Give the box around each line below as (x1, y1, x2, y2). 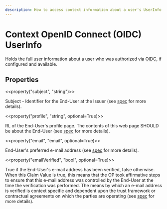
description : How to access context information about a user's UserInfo (5, 7, 162, 12)
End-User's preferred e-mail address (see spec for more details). (5, 147, 139, 153)
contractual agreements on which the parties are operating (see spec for (5, 193, 155, 199)
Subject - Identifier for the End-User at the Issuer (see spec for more (5, 98, 146, 104)
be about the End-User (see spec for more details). (5, 128, 110, 134)
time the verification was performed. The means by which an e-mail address (5, 183, 162, 189)
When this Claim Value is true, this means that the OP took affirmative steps (5, 172, 161, 178)
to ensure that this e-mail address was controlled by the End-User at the (5, 177, 154, 183)
